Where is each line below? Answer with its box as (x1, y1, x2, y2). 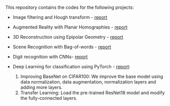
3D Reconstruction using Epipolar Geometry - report (12, 34, 123, 40)
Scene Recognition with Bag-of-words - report (12, 44, 111, 50)
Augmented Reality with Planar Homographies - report (12, 24, 128, 30)
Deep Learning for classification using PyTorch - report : (12, 64, 131, 69)
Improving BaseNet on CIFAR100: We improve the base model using (20, 73, 163, 79)
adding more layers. (20, 84, 63, 90)
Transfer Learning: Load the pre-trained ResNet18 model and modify (20, 90, 165, 96)
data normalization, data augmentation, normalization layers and (20, 79, 156, 85)
